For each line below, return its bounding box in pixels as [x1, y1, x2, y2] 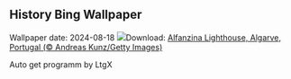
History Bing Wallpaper [9, 7, 142, 22]
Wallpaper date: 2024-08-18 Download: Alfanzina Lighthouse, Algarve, [9, 31, 282, 43]
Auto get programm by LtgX [9, 58, 113, 70]
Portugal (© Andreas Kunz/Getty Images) [9, 41, 163, 52]
